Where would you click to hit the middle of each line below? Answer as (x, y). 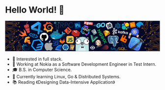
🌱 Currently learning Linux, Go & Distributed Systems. (66, 77)
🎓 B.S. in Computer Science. (42, 70)
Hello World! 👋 (35, 10)
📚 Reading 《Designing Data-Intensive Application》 (64, 82)
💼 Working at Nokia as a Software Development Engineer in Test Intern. (84, 64)
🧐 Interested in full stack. (37, 59)
